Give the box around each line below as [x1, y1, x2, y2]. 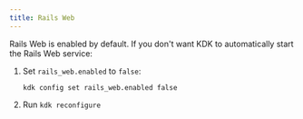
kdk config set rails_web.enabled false [22, 83, 178, 92]
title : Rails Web [9, 13, 75, 23]
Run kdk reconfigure [22, 99, 102, 110]
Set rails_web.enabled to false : [22, 65, 142, 76]
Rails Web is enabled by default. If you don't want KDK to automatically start [9, 38, 294, 49]
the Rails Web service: [9, 47, 93, 59]
